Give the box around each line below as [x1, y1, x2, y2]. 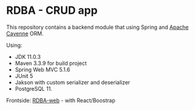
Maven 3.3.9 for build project [14, 60, 87, 67]
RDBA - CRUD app [6, 4, 98, 17]
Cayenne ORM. [6, 29, 44, 37]
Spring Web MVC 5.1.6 [14, 66, 70, 73]
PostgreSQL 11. [14, 85, 52, 92]
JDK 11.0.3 [14, 53, 41, 60]
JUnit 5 [14, 72, 33, 79]
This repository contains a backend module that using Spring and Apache [6, 23, 189, 31]
